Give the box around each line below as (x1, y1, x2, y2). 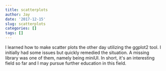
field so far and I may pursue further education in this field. (5, 60, 126, 66)
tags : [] (5, 30, 23, 35)
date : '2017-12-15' (5, 16, 46, 21)
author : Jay (5, 12, 30, 17)
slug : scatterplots (5, 21, 46, 26)
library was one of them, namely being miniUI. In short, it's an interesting (5, 55, 155, 60)
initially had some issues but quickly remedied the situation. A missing (5, 49, 149, 55)
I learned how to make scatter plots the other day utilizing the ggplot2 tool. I (5, 44, 161, 50)
